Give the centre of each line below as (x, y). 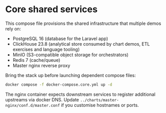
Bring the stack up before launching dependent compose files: (71, 75)
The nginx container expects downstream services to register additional (80, 94)
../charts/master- (99, 100)
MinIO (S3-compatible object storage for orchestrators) (70, 55)
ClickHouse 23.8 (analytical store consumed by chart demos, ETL (81, 44)
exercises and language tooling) (46, 49)
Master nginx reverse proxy (41, 65)
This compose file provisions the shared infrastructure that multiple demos (83, 23)
